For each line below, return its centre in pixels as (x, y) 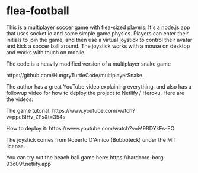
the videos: (20, 99)
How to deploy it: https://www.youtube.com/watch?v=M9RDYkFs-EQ (90, 128)
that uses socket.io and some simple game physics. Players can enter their (97, 33)
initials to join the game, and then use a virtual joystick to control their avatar (99, 40)
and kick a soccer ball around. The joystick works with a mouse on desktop (98, 46)
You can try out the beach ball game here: (57, 157)
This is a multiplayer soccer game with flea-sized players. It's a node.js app (98, 27)
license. (16, 146)
